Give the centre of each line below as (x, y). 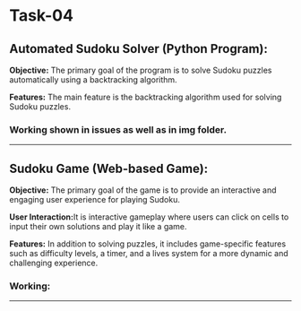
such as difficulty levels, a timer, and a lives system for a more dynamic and (149, 254)
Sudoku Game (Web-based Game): (109, 168)
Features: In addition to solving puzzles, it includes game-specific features (148, 244)
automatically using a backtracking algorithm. (93, 80)
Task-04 (42, 16)
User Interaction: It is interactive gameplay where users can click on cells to (149, 217)
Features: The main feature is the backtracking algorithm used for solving (146, 97)
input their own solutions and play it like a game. (98, 227)
